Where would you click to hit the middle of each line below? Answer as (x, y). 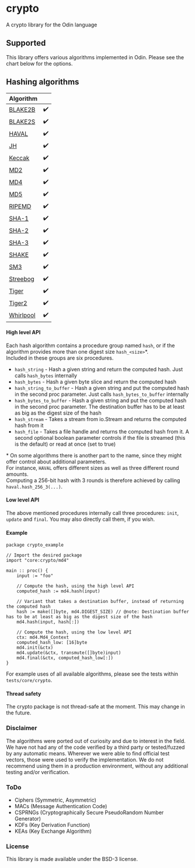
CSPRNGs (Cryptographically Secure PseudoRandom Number (89, 812)
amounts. (17, 474)
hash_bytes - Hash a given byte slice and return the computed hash (95, 382)
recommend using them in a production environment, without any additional (97, 766)
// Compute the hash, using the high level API (75, 586)
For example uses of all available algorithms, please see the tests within (92, 674)
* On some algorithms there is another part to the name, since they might (94, 455)
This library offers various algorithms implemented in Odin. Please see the (95, 57)
